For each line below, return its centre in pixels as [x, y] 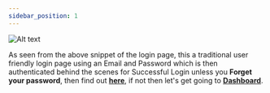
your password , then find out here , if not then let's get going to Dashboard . [136, 80]
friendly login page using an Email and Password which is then [113, 63]
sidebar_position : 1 [44, 16]
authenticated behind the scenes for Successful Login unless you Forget [130, 72]
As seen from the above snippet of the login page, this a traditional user [128, 54]
